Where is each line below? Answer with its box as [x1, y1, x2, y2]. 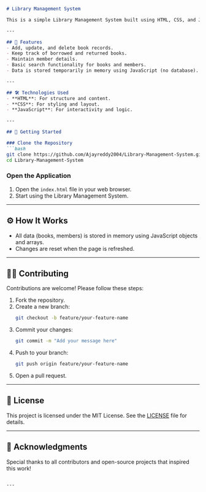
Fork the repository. [15, 296, 66, 304]
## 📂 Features [6, 39, 43, 45]
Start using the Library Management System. [15, 192, 129, 199]
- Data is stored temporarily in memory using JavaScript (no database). [6, 67, 199, 74]
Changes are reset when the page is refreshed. [15, 245, 135, 252]
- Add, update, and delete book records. [6, 45, 114, 51]
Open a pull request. [15, 372, 67, 380]
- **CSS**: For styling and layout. [6, 101, 100, 107]
